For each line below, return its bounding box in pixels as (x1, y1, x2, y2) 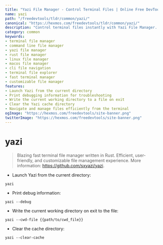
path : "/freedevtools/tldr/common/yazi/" (5, 16, 90, 21)
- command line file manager (5, 43, 64, 48)
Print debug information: (12, 190, 61, 196)
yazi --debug (5, 199, 32, 204)
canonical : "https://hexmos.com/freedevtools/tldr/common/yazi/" (5, 20, 140, 26)
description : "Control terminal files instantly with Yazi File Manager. (5, 25, 158, 30)
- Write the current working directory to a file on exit (5, 98, 125, 102)
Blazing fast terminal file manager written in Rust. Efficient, (16, 152, 134, 158)
